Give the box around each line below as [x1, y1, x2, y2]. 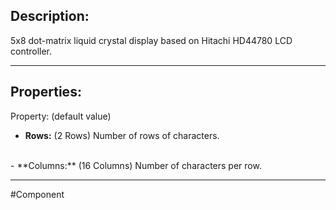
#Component [10, 188, 65, 200]
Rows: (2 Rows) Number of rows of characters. [24, 129, 220, 141]
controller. [10, 45, 53, 57]
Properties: [10, 84, 82, 101]
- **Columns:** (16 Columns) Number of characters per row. [10, 159, 262, 171]
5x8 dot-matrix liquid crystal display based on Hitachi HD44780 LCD [10, 34, 293, 46]
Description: [10, 8, 90, 25]
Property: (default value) [10, 110, 112, 122]
